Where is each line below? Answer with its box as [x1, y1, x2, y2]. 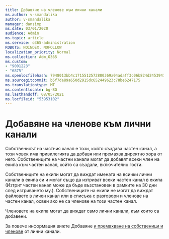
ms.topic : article [5, 36, 44, 41]
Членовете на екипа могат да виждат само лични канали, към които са [5, 208, 159, 214]
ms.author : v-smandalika [5, 12, 57, 17]
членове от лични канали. [5, 228, 61, 234]
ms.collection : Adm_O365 [5, 54, 57, 59]
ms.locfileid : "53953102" [5, 96, 59, 101]
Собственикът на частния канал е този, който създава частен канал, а [5, 146, 157, 152]
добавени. [5, 213, 28, 219]
